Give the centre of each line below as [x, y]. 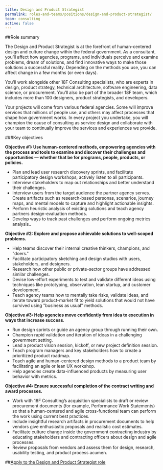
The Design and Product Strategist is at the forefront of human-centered [78, 47]
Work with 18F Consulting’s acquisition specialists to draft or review [80, 401]
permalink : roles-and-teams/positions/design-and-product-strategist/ [79, 14]
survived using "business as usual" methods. [58, 305]
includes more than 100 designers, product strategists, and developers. [77, 98]
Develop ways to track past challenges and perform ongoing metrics [81, 219]
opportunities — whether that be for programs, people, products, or [75, 158]
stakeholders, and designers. [41, 264]
